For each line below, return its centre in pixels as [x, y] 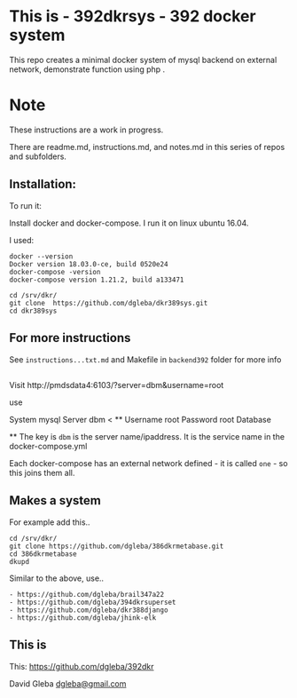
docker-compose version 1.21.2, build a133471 [97, 280]
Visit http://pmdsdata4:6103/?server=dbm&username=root [117, 385]
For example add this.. [50, 522]
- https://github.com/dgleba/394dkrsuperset [93, 602]
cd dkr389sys [33, 311]
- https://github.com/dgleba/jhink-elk [83, 618]
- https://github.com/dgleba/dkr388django [89, 610]
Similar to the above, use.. [57, 578]
